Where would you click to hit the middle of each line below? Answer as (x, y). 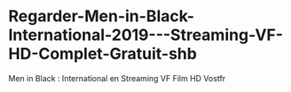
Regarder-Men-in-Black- (102, 16)
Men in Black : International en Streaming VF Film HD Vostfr (117, 78)
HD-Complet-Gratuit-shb (102, 54)
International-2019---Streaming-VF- (146, 35)
